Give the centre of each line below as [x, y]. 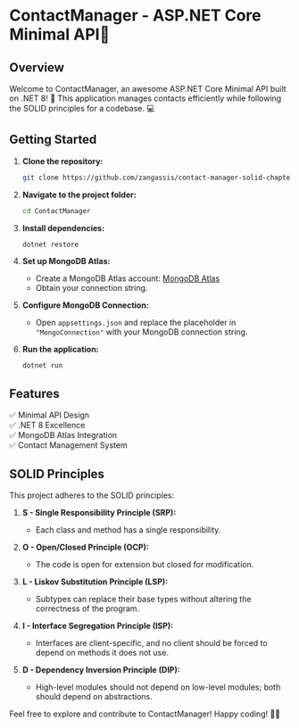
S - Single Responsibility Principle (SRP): [99, 512]
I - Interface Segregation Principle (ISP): [98, 625]
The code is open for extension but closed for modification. [145, 564]
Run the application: [61, 350]
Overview [37, 67]
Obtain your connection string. [91, 288]
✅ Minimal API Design [50, 415]
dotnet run [42, 366]
